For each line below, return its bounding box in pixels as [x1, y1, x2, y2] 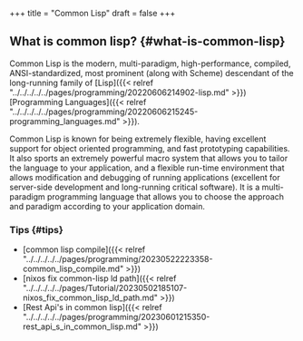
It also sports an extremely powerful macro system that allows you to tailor [9, 152, 288, 163]
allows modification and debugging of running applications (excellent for [9, 171, 280, 182]
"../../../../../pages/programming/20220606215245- [9, 106, 199, 117]
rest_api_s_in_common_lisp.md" [22, 321, 142, 332]
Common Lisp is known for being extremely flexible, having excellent [9, 133, 267, 144]
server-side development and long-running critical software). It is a [9, 181, 260, 192]
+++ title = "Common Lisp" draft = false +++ [9, 8, 176, 18]
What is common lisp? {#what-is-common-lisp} [9, 34, 286, 49]
